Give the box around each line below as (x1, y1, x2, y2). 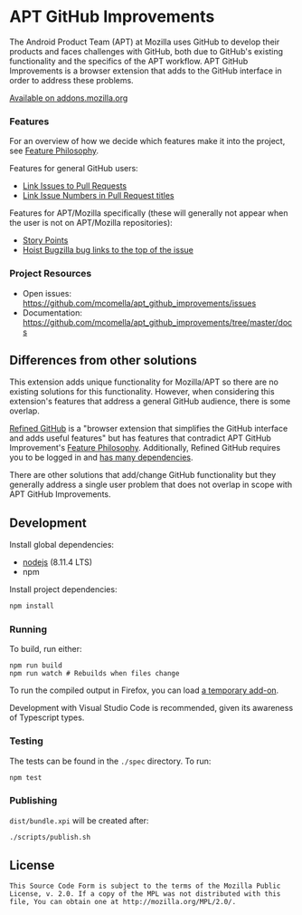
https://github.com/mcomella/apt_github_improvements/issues (22, 297, 257, 308)
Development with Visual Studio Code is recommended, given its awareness (9, 703, 294, 714)
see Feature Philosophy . (9, 145, 99, 156)
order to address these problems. (9, 74, 134, 85)
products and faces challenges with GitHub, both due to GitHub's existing (9, 45, 283, 56)
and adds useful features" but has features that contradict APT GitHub (9, 433, 271, 443)
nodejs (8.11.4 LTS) (22, 557, 93, 568)
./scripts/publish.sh (9, 832, 91, 842)
